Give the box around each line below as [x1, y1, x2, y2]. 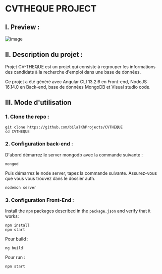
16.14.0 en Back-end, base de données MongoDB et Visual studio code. [5, 84, 151, 90]
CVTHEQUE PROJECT [5, 3, 97, 14]
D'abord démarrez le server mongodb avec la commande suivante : [5, 151, 143, 157]
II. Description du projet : [5, 50, 83, 59]
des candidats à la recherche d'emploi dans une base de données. [5, 69, 141, 75]
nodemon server [5, 185, 37, 190]
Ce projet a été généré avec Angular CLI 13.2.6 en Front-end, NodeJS [5, 78, 147, 85]
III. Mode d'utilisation [5, 98, 72, 107]
